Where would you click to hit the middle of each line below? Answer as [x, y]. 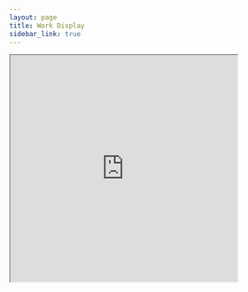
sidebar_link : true [45, 34]
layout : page [33, 17]
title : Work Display [47, 26]
